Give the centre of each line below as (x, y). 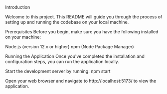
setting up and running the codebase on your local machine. (67, 22)
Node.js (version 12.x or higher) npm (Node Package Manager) (70, 47)
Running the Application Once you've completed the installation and (75, 56)
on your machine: (23, 37)
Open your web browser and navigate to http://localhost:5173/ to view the (81, 81)
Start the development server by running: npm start (58, 71)
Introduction (18, 7)
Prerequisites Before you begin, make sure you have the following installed (82, 32)
